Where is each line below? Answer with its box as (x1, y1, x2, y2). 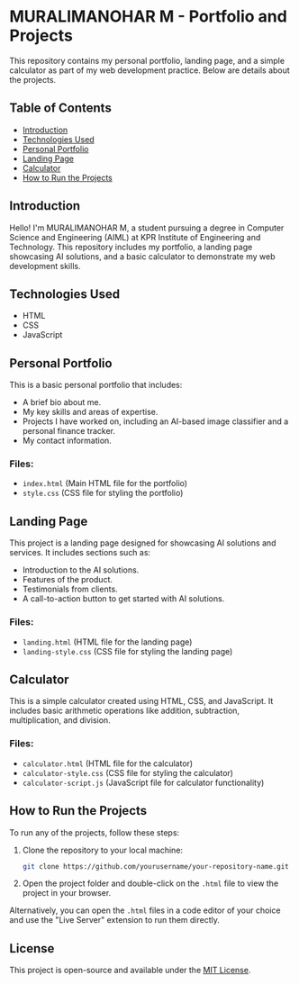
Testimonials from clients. (22, 583, 119, 595)
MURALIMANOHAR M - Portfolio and (9, 6, 288, 27)
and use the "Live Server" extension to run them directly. (9, 915, 221, 925)
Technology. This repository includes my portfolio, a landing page (9, 241, 253, 252)
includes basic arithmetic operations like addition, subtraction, (9, 705, 240, 717)
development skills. (9, 260, 81, 271)
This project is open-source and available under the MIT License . (9, 965, 251, 976)
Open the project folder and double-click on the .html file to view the (22, 878, 279, 889)
